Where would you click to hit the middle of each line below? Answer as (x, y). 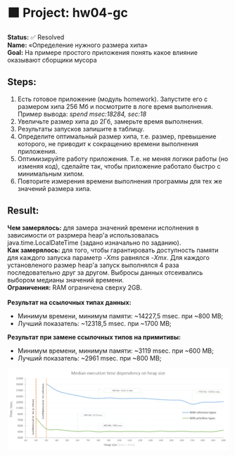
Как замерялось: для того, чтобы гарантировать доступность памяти (113, 250)
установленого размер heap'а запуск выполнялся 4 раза (93, 265)
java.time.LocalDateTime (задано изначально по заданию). (94, 242)
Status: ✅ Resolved (36, 37)
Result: (23, 211)
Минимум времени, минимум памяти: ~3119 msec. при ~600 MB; (115, 351)
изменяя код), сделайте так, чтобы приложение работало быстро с (119, 166)
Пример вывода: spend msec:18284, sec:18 (82, 114)
